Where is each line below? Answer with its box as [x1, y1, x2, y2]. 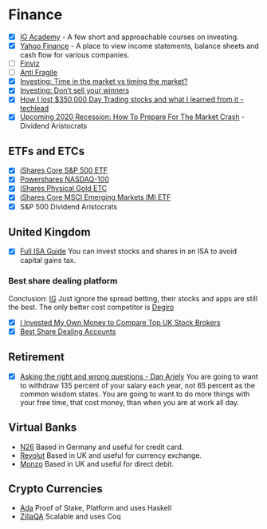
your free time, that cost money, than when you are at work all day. [19, 397, 240, 407]
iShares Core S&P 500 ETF [19, 165, 108, 175]
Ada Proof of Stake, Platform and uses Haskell [19, 503, 172, 513]
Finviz [19, 58, 40, 69]
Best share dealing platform [8, 276, 118, 287]
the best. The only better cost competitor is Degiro [8, 302, 175, 312]
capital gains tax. [19, 256, 77, 265]
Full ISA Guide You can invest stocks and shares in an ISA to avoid [19, 246, 238, 257]
